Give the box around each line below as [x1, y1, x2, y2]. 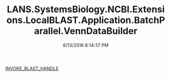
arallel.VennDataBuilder [34, 26, 138, 37]
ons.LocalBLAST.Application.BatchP [6, 14, 165, 26]
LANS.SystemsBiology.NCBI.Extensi [7, 4, 165, 15]
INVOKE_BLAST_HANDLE [5, 65, 59, 71]
